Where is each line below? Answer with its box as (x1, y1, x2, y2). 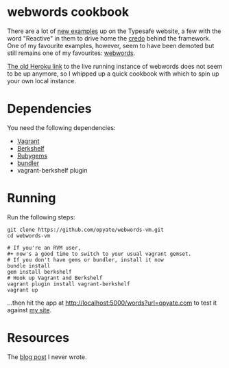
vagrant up (7, 286, 38, 293)
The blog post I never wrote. (7, 352, 87, 361)
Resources (7, 330, 70, 345)
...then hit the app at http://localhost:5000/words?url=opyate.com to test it (7, 299, 217, 307)
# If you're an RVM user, (7, 244, 81, 251)
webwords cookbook (7, 4, 129, 20)
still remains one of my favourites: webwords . (7, 49, 136, 57)
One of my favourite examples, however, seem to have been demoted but (7, 41, 215, 50)
